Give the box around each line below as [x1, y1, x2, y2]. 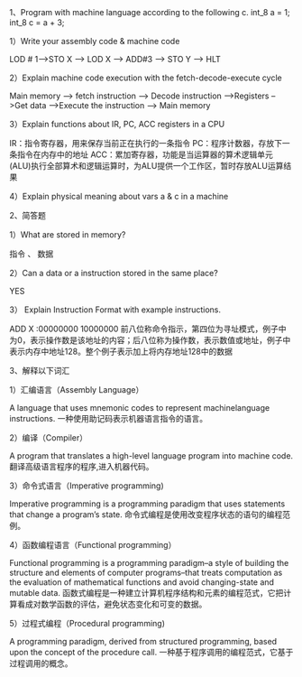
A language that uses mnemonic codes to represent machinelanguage [9, 403, 270, 413]
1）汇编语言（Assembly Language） [9, 385, 144, 394]
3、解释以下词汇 [9, 366, 70, 376]
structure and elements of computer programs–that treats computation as [9, 567, 283, 578]
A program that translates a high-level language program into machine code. [9, 450, 294, 461]
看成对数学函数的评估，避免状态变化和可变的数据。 [16, 598, 207, 609]
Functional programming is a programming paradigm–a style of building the [9, 558, 289, 568]
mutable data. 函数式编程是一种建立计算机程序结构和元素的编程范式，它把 [9, 588, 284, 598]
